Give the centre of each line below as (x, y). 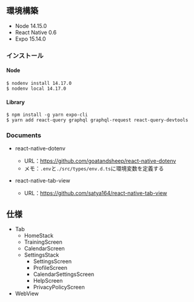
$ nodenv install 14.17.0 (39, 83)
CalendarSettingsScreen (64, 274)
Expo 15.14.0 (30, 39)
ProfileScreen (50, 268)
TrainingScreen (43, 242)
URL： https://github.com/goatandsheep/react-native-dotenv (100, 161)
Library (16, 102)
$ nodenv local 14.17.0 (36, 89)
